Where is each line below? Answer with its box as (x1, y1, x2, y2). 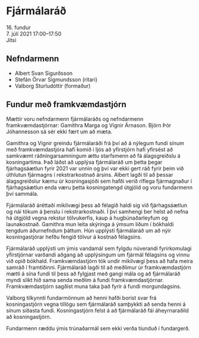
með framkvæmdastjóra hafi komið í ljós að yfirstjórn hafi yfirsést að (6, 146, 173, 153)
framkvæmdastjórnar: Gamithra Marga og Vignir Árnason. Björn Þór (6, 121, 172, 129)
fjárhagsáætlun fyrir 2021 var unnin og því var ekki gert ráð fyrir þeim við (6, 165, 184, 172)
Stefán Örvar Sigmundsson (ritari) (14, 76, 98, 83)
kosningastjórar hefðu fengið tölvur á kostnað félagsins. (6, 233, 143, 240)
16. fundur (6, 24, 31, 31)
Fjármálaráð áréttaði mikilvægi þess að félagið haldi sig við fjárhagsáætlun (6, 201, 187, 209)
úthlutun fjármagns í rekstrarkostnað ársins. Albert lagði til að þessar (6, 171, 173, 178)
